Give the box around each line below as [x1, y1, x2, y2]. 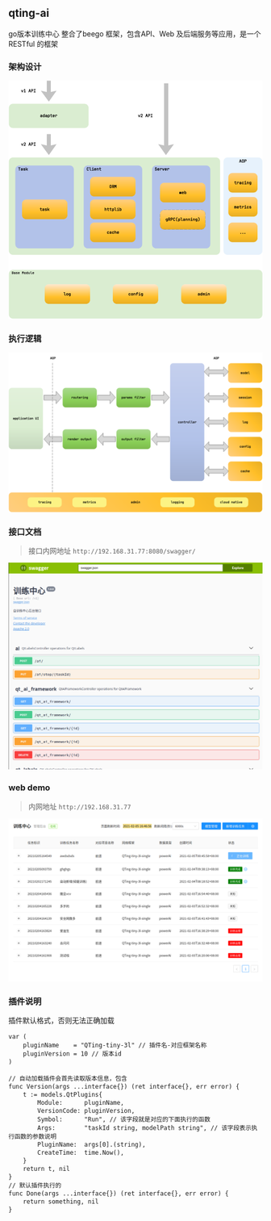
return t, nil [23, 1165, 70, 1173]
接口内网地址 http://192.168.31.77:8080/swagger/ [27, 546, 196, 556]
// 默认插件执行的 [8, 1181, 62, 1190]
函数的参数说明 [14, 1132, 57, 1140]
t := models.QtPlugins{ [23, 1090, 103, 1098]
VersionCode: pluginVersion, [37, 1106, 135, 1114]
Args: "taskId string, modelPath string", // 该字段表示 [37, 1123, 252, 1132]
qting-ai [8, 6, 50, 20]
